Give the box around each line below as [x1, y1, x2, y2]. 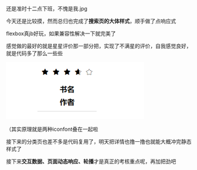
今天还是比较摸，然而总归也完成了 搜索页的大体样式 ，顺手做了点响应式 [6, 18, 176, 25]
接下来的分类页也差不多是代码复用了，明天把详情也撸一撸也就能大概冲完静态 [6, 138, 192, 145]
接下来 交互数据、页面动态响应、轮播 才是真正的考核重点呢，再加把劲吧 [6, 158, 176, 165]
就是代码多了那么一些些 [6, 50, 63, 57]
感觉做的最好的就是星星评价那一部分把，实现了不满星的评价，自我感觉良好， [6, 43, 192, 49]
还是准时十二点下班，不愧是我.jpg [6, 5, 88, 12]
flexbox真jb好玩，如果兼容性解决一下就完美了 [6, 30, 116, 37]
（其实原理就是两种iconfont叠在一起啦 [6, 125, 99, 132]
